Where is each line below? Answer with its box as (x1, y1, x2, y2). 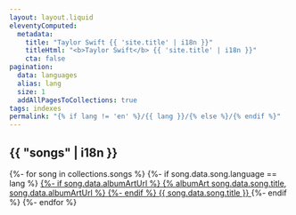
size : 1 (17, 87, 46, 96)
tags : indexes (9, 104, 62, 113)
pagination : (9, 63, 53, 72)
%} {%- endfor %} (9, 196, 78, 207)
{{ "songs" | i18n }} (9, 145, 119, 160)
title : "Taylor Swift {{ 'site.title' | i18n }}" (25, 37, 214, 47)
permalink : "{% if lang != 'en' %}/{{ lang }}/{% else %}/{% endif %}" (9, 112, 281, 121)
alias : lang (17, 79, 62, 88)
